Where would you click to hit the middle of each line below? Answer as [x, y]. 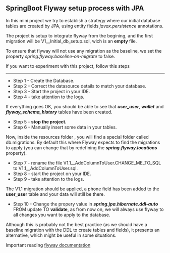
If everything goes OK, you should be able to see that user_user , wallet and [85, 106]
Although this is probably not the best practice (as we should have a [77, 224]
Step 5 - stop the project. [40, 121]
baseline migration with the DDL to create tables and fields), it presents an [83, 230]
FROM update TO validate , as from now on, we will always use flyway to [88, 209]
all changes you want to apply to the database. [62, 215]
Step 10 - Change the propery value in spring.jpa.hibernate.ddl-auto [86, 204]
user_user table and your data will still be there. [55, 194]
